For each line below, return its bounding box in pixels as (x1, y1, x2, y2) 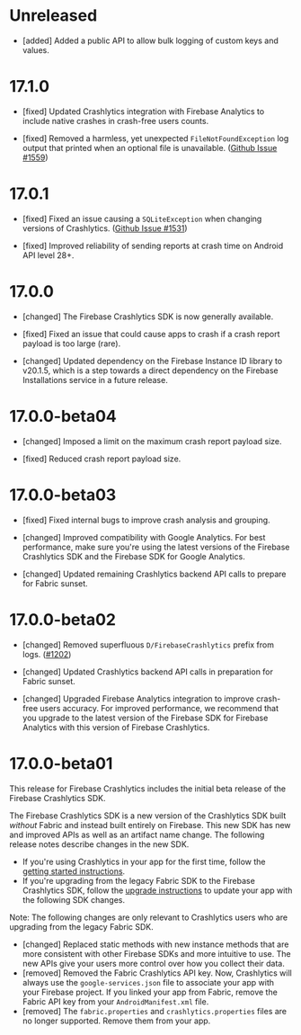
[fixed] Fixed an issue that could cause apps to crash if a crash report (22, 328, 280, 339)
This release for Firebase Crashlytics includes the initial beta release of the (9, 783, 286, 794)
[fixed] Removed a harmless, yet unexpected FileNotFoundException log (22, 132, 289, 144)
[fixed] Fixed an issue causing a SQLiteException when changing (22, 213, 262, 224)
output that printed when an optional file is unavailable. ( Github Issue (22, 142, 278, 153)
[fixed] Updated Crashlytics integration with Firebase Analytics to (22, 105, 265, 117)
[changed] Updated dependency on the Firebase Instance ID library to (22, 355, 283, 366)
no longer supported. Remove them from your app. (22, 1015, 211, 1026)
